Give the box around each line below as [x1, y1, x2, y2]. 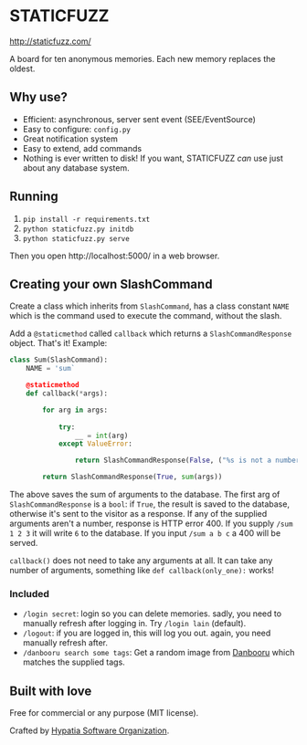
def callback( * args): [26, 389, 108, 398]
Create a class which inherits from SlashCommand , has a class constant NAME [9, 300, 290, 311]
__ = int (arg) [74, 431, 129, 440]
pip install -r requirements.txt [22, 215, 151, 224]
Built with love [9, 683, 92, 698]
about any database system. [22, 162, 130, 173]
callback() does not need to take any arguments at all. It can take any [9, 555, 273, 566]
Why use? [9, 89, 69, 105]
